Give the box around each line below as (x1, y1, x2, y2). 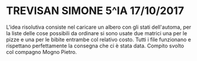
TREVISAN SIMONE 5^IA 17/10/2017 (6, 4, 185, 18)
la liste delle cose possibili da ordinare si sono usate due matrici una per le (6, 29, 188, 36)
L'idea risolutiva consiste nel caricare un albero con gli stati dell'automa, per (6, 23, 192, 30)
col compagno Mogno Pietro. (6, 48, 77, 55)
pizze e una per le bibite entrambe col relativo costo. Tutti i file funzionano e (6, 36, 191, 43)
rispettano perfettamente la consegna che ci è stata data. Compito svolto (6, 42, 185, 49)
